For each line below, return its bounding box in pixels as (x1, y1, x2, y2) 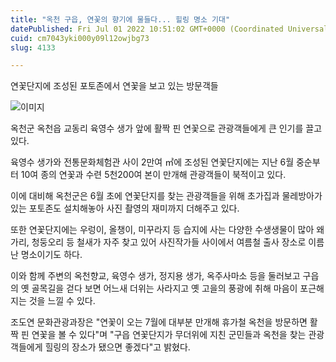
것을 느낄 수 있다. (28, 295, 96, 307)
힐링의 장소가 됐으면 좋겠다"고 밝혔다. (44, 341, 191, 353)
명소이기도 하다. (20, 249, 83, 261)
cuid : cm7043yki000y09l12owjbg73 (10, 33, 150, 43)
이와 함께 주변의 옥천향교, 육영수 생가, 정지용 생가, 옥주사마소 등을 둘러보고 (10, 270, 301, 282)
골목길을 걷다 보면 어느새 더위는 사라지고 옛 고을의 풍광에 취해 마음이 (31, 282, 298, 295)
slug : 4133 (10, 42, 56, 53)
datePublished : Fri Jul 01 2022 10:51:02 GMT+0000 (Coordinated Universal (10, 24, 329, 34)
